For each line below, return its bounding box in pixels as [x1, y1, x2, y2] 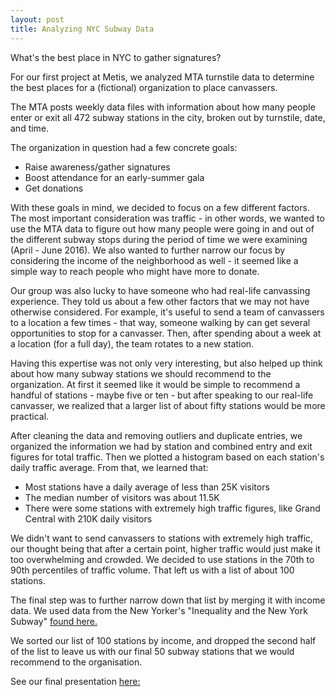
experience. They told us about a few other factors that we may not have [10, 295, 310, 307]
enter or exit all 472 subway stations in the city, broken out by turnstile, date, [10, 111, 326, 123]
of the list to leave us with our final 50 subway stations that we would [10, 645, 295, 657]
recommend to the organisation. [10, 656, 143, 668]
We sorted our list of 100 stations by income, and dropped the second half [10, 634, 317, 646]
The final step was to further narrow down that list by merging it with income [10, 594, 326, 606]
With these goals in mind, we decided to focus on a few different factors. [10, 201, 310, 213]
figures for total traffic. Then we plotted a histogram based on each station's [10, 451, 325, 463]
